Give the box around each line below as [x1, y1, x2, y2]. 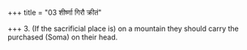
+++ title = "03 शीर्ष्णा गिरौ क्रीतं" [7, 8, 102, 17]
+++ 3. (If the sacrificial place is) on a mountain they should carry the [7, 24, 240, 33]
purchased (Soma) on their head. [7, 32, 118, 42]
